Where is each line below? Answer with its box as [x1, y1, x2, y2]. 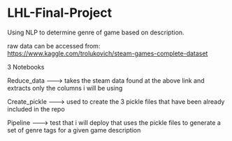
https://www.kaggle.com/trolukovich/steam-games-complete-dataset [7, 49, 208, 58]
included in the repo [7, 105, 65, 113]
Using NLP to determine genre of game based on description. [7, 28, 184, 36]
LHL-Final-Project [7, 5, 113, 21]
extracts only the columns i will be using [7, 83, 123, 92]
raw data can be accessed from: [7, 41, 101, 50]
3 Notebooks [7, 62, 45, 71]
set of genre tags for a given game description [7, 126, 141, 134]
